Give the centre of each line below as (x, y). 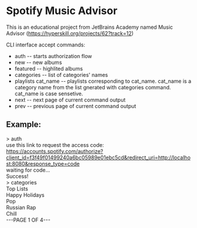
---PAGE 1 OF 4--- (29, 220)
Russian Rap (21, 207)
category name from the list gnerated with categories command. (93, 87)
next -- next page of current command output (70, 100)
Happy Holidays (26, 195)
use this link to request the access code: (55, 145)
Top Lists (17, 189)
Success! (17, 176)
